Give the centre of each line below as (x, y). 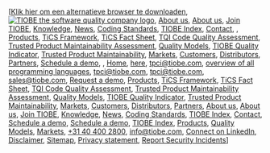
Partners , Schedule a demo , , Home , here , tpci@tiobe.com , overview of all (131, 63)
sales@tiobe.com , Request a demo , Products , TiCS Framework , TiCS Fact (131, 80)
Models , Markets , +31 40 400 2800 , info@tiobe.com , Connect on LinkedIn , (133, 131)
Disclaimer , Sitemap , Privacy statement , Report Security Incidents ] (118, 140)
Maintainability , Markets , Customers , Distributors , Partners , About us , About (134, 105)
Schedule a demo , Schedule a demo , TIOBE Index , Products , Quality (122, 123)
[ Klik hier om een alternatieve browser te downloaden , (98, 12)
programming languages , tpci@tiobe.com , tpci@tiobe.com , (106, 71)
